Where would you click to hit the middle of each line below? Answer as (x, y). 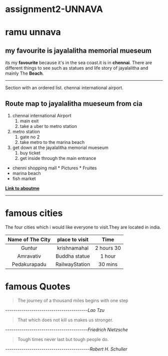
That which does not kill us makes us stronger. (65, 320)
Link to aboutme (22, 188)
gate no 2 (30, 137)
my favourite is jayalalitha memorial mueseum (78, 50)
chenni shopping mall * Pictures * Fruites (54, 168)
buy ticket (30, 153)
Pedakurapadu (29, 264)
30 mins (108, 264)
